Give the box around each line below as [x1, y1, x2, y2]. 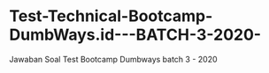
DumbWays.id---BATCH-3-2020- [9, 25, 262, 45]
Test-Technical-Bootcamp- [9, 6, 213, 26]
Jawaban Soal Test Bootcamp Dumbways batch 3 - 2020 [9, 54, 219, 64]
